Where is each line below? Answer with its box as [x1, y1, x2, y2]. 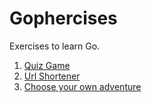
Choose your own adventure [23, 80, 142, 92]
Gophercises [9, 7, 118, 30]
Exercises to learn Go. [9, 40, 101, 52]
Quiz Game [23, 59, 71, 71]
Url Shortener [23, 70, 81, 82]
